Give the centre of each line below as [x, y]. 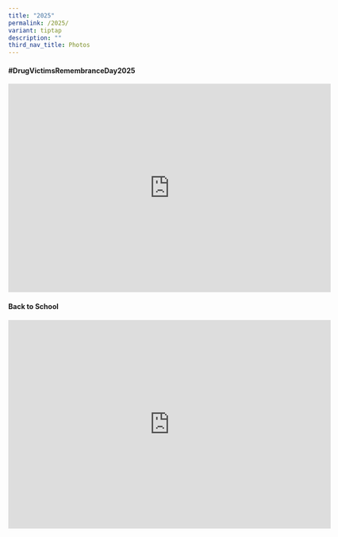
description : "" [35, 38]
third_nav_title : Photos [49, 45]
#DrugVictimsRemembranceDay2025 [72, 70]
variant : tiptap [35, 30]
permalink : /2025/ [38, 23]
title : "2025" [32, 15]
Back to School [34, 306]
